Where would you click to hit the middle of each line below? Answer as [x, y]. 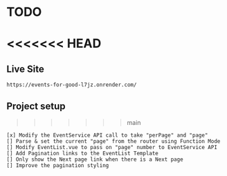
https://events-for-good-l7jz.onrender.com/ [72, 85]
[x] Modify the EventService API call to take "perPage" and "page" [107, 135]
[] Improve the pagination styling [58, 166]
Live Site [25, 69]
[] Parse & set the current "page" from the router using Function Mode [113, 141]
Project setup [36, 106]
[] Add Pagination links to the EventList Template [82, 153]
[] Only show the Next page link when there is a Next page [95, 159]
